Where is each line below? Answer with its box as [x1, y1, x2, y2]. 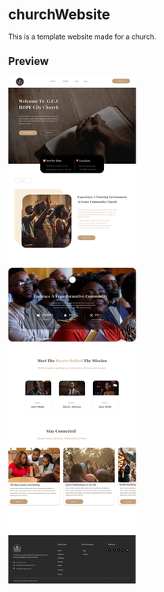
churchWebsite [8, 6, 110, 24]
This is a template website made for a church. [8, 32, 156, 41]
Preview [8, 55, 50, 68]
